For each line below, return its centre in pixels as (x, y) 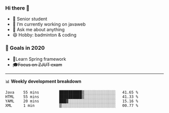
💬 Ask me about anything (38, 30)
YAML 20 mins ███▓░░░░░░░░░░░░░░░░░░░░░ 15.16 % (72, 101)
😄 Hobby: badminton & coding (45, 35)
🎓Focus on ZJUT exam (37, 64)
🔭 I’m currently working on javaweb (49, 24)
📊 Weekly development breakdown (43, 81)
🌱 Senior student (30, 19)
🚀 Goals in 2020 (25, 48)
